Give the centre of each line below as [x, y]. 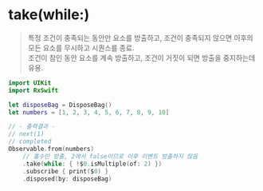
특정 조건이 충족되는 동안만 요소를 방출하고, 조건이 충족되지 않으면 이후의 [140, 38]
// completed [30, 141]
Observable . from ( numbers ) [51, 149]
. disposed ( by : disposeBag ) [67, 179]
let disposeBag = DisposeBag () [60, 105]
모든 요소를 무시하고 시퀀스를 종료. [81, 48]
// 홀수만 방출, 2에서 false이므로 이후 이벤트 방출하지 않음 [110, 156]
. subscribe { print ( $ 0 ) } [66, 171]
